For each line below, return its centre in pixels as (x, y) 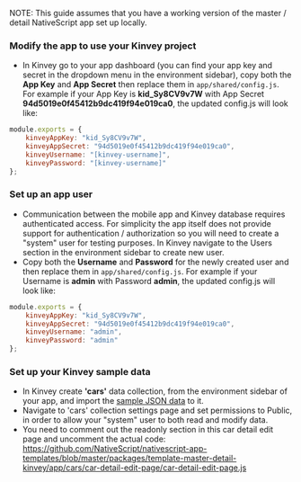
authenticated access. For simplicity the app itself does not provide (146, 223)
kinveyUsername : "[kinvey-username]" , (98, 155)
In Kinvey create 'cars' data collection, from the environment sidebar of (155, 391)
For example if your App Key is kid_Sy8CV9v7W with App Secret (143, 94)
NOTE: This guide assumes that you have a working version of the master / (148, 13)
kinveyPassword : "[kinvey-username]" (96, 163)
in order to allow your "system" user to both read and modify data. (145, 420)
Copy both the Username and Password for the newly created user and (155, 262)
